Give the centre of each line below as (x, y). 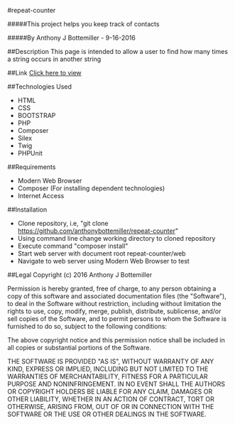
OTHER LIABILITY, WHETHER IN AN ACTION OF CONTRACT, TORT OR (111, 399)
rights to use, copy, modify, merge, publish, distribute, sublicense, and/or (114, 311)
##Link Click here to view (44, 73)
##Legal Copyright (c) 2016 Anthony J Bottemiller (80, 275)
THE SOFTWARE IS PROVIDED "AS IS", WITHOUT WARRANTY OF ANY (111, 361)
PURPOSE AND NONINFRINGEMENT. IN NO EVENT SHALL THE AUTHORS (116, 384)
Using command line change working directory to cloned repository (116, 238)
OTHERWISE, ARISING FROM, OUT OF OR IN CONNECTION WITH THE (111, 407)
